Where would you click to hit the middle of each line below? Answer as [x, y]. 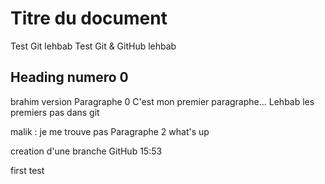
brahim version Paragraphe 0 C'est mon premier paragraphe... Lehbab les [162, 101]
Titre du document [89, 18]
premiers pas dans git [55, 112]
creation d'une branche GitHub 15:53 [86, 151]
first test [27, 170]
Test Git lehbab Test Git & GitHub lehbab [93, 46]
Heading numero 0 [69, 77]
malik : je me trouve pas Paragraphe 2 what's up [110, 131]
